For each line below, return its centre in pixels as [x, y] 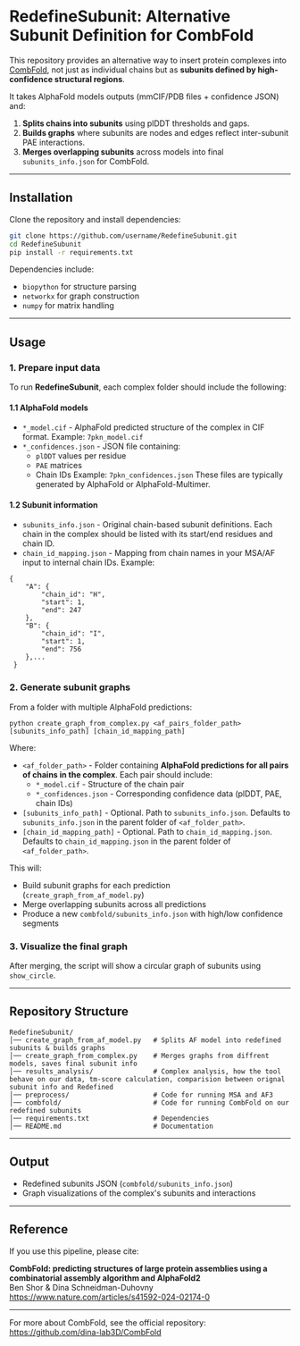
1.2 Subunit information [54, 505]
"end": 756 [62, 650]
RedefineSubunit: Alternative [120, 17]
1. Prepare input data [55, 367]
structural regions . [89, 79]
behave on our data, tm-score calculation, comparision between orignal [147, 1079]
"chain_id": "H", [73, 595]
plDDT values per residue [81, 456]
